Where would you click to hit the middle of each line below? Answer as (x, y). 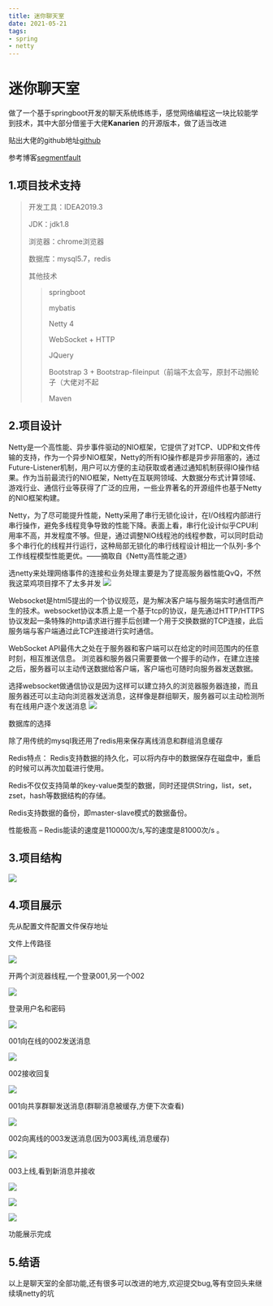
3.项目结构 (35, 858)
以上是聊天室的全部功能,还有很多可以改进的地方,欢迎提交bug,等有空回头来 (132, 1283)
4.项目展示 (35, 905)
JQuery (61, 355)
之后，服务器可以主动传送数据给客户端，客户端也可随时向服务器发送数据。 (133, 668)
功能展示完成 (30, 1234)
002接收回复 (30, 1074)
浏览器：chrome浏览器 (66, 241)
